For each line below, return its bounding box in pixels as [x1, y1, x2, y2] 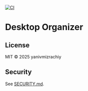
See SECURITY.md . [5, 81, 44, 87]
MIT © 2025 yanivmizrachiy [5, 54, 62, 59]
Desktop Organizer [5, 22, 84, 33]
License [5, 41, 30, 49]
